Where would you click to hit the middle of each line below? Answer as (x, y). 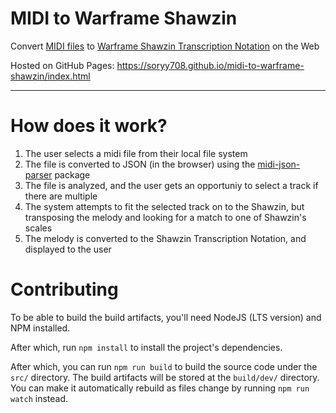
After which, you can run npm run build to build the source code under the (164, 366)
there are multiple (61, 196)
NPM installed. (40, 328)
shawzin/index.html (50, 76)
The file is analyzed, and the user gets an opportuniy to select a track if (171, 185)
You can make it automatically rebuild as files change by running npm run (160, 388)
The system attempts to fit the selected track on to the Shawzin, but (164, 206)
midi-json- (279, 164)
